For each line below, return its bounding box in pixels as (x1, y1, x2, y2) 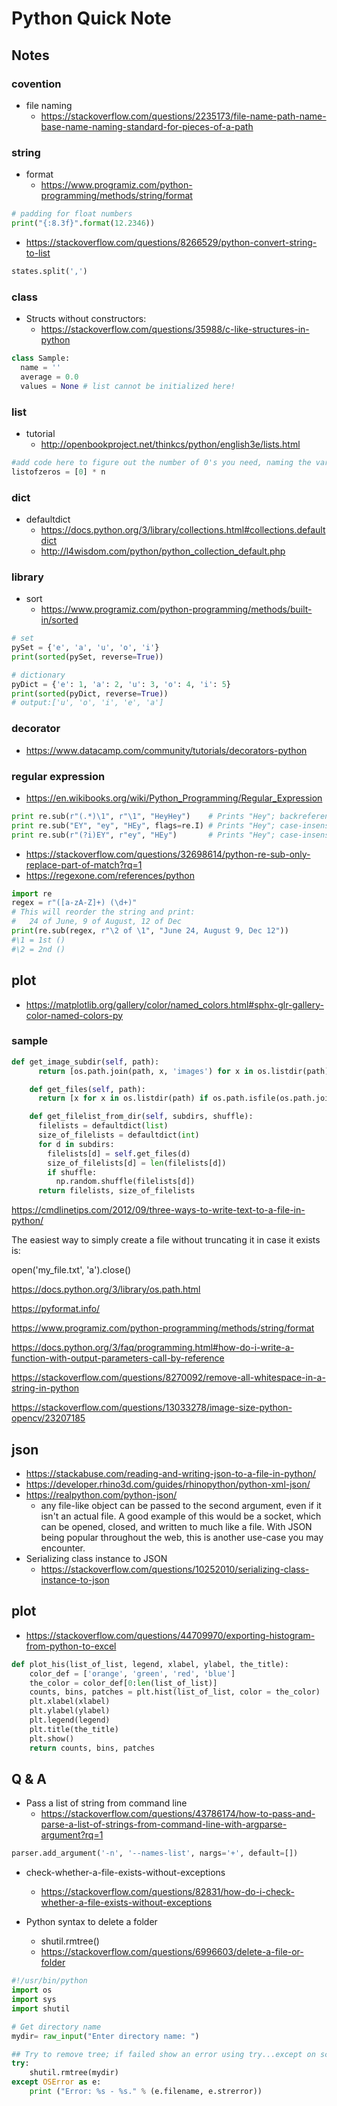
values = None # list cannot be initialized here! (20, 381, 236, 391)
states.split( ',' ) (11, 266, 88, 276)
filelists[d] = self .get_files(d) (47, 1148, 191, 1159)
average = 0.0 (20, 372, 79, 382)
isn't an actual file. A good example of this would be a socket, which (40, 1510, 322, 1522)
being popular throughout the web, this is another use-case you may (40, 1532, 324, 1543)
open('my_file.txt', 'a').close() (11, 1264, 132, 1276)
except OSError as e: (11, 2077, 102, 2087)
